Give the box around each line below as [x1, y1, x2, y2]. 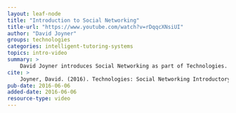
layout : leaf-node [7, 10, 61, 18]
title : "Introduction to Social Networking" [7, 17, 140, 24]
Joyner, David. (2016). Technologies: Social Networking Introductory [20, 75, 231, 83]
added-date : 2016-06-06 [7, 88, 77, 95]
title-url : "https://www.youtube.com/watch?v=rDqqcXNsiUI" [7, 23, 184, 30]
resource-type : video [7, 95, 71, 102]
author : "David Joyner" [7, 29, 77, 37]
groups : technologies [7, 36, 71, 44]
